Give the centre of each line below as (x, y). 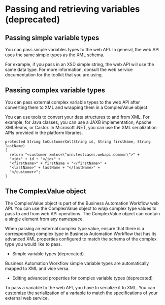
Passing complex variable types (55, 90)
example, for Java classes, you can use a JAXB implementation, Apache (78, 122)
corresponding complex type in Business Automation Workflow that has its (81, 234)
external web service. (27, 298)
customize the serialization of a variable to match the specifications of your (82, 293)
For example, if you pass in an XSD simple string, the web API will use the (80, 64)
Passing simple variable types (52, 38)
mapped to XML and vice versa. (37, 268)
